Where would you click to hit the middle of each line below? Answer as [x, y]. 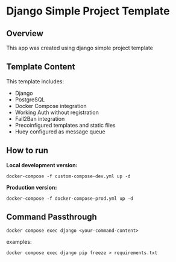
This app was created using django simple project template [80, 48]
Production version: [32, 187]
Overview [25, 34]
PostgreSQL [30, 99]
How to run [27, 151]
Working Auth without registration [57, 112]
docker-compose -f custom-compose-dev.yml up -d [68, 176]
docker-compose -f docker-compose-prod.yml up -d [70, 198]
